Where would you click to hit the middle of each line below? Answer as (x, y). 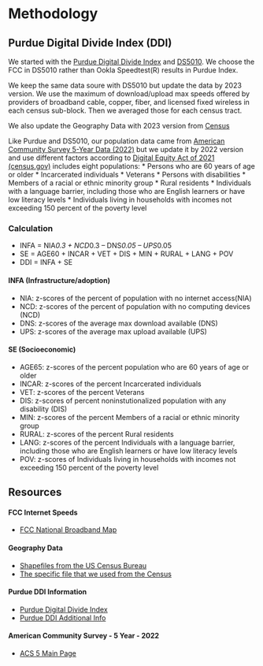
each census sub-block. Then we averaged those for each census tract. (125, 110)
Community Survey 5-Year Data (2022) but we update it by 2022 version (126, 149)
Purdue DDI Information (48, 592)
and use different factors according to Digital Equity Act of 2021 (111, 158)
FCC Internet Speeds (43, 512)
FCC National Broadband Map (68, 530)
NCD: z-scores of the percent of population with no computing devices (135, 306)
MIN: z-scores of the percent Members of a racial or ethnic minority (130, 417)
